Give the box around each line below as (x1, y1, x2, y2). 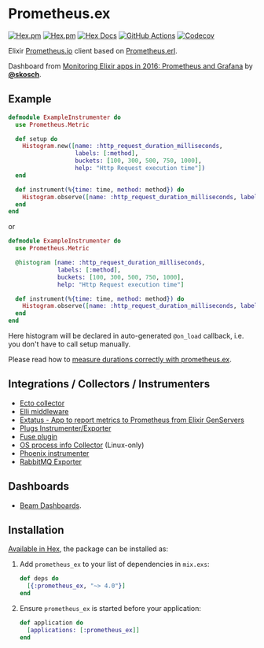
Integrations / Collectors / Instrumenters (8, 377, 211, 391)
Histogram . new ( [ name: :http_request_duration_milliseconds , (22, 143, 223, 150)
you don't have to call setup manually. (8, 339, 131, 349)
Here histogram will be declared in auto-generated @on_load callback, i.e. (8, 331, 244, 340)
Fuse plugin (19, 431, 57, 441)
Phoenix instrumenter (19, 448, 90, 457)
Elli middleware (19, 406, 69, 416)
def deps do (19, 575, 59, 583)
